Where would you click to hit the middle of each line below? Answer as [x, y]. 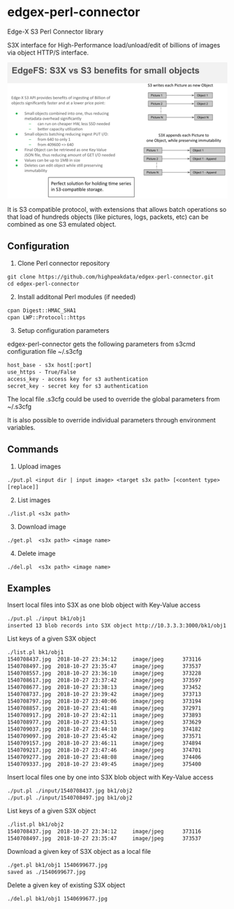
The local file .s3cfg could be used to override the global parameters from [114, 399]
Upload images [39, 466]
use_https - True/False [42, 372]
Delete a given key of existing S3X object [66, 885]
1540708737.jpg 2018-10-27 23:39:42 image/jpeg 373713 [104, 694]
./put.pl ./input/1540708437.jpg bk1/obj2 [70, 791]
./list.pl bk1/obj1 [36, 652]
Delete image [36, 553]
